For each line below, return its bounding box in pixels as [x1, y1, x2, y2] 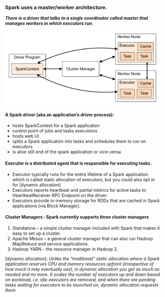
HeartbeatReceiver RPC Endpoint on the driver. [12, 192, 108, 198]
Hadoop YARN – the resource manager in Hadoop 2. [12, 246, 118, 252]
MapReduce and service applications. [12, 241, 89, 247]
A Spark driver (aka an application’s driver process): [5, 112, 114, 118]
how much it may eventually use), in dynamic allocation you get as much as [5, 266, 160, 272]
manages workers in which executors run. [5, 20, 94, 26]
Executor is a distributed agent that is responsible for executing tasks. [5, 160, 152, 166]
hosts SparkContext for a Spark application [12, 123, 100, 128]
